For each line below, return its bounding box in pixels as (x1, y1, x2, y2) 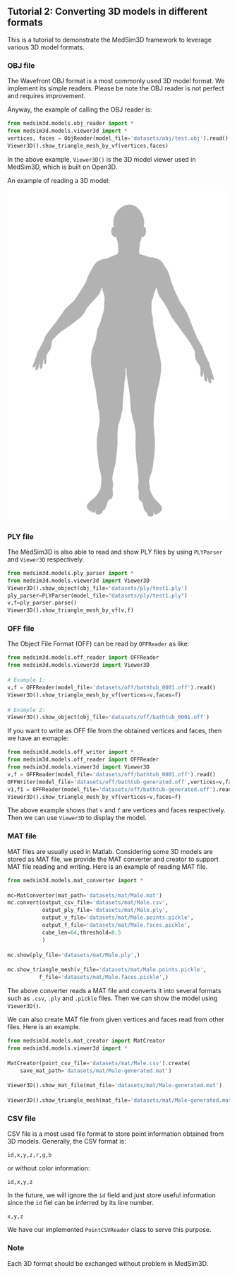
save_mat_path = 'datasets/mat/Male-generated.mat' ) (20, 1067, 172, 1074)
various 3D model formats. (7, 42, 85, 52)
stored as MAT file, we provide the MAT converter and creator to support (7, 855, 219, 863)
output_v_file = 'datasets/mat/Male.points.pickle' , (42, 914, 194, 921)
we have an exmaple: (7, 734, 69, 742)
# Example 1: (7, 677, 46, 684)
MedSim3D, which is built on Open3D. (7, 162, 118, 171)
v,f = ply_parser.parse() (7, 600, 78, 607)
